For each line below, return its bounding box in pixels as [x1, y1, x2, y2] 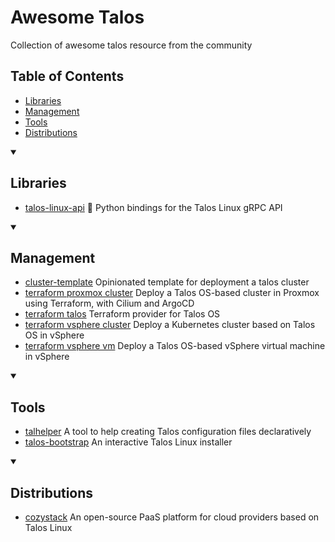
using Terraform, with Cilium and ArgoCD [24, 297, 195, 310]
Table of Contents [10, 68, 125, 85]
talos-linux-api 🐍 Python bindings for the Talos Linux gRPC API [24, 201, 283, 213]
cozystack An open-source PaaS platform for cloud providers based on [24, 511, 320, 523]
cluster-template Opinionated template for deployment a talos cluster [24, 276, 310, 288]
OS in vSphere [24, 329, 85, 341]
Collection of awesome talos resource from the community [10, 39, 253, 51]
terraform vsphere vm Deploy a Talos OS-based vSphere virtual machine [24, 340, 326, 352]
